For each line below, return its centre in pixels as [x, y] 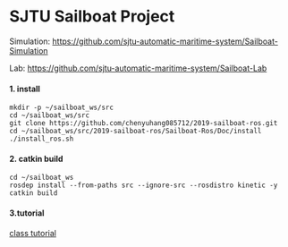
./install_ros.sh [42, 139]
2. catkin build [36, 158]
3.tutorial [27, 213]
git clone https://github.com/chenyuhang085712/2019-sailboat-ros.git [144, 123]
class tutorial [33, 233]
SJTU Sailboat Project [92, 17]
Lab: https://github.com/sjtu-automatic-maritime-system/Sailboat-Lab [138, 68]
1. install [25, 89]
